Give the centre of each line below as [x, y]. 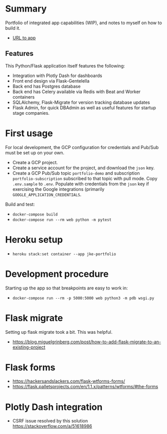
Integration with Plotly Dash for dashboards [57, 76]
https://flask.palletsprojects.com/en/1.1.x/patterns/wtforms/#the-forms [85, 387]
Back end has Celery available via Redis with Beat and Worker [76, 92]
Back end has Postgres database [47, 86]
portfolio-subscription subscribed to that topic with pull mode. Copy [85, 178]
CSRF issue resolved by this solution [50, 421]
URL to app [24, 38]
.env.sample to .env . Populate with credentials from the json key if [81, 184]
